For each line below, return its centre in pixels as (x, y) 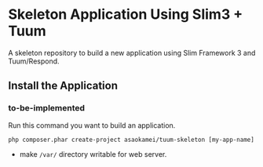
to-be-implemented (46, 108)
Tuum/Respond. (34, 61)
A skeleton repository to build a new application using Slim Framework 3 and (132, 53)
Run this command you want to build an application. (92, 125)
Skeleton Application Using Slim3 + (126, 15)
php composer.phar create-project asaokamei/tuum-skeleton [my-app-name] (131, 140)
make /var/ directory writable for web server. (93, 154)
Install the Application (63, 86)
